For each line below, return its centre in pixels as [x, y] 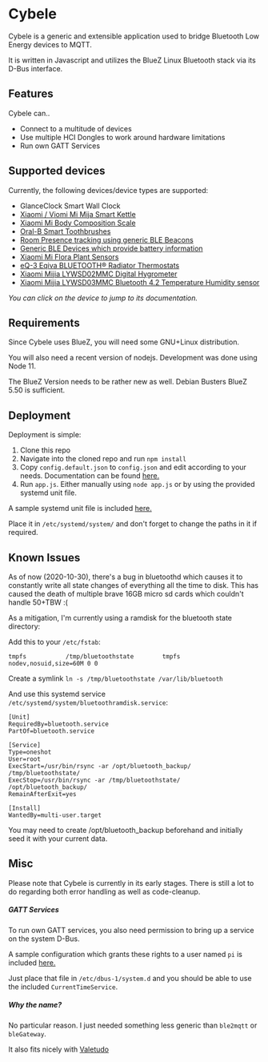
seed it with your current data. [58, 839]
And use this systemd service [57, 694]
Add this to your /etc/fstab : [55, 642]
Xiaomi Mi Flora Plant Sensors [69, 256]
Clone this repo [45, 450]
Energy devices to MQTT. [50, 44]
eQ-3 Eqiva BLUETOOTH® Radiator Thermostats [100, 265]
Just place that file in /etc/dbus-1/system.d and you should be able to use [130, 978]
